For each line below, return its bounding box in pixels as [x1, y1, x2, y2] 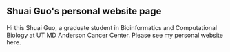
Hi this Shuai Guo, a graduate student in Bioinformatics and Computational [6, 23, 218, 31]
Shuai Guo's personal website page [6, 5, 162, 17]
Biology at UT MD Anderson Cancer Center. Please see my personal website [6, 31, 223, 39]
